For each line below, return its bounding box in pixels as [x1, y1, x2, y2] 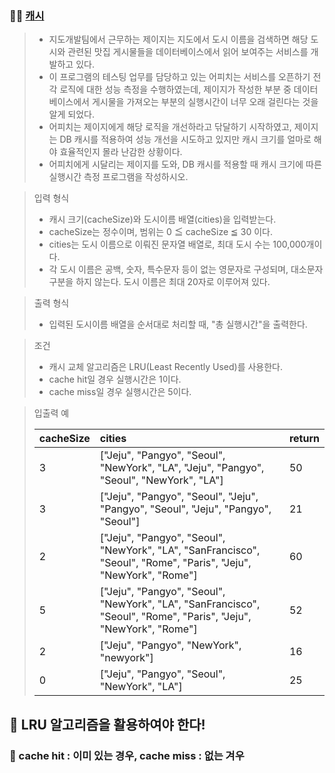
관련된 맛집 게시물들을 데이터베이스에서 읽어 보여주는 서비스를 [67, 46, 309, 58]
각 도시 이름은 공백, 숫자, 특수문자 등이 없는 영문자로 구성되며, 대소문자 [48, 263, 324, 276]
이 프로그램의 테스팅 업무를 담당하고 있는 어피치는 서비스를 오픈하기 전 [48, 71, 322, 83]
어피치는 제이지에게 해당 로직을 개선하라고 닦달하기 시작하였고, [48, 121, 292, 133]
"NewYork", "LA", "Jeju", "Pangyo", [99, 461, 265, 475]
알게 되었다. [48, 108, 95, 121]
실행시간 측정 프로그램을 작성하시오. [48, 171, 189, 183]
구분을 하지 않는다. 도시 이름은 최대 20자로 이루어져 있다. [48, 276, 271, 288]
